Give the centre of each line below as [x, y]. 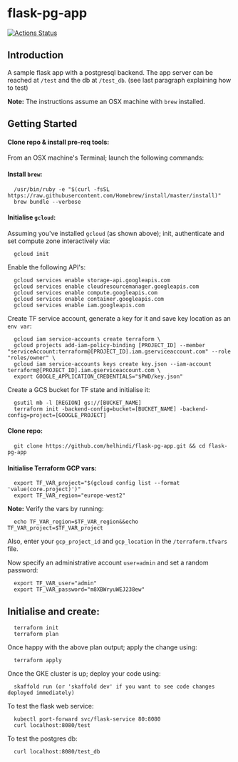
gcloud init [32, 254]
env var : [20, 326]
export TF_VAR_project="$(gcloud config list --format [97, 483]
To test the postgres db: [42, 738]
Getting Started [42, 124]
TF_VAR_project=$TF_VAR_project [55, 528]
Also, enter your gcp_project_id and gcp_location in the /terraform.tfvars [118, 541]
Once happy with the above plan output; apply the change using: [102, 647]
